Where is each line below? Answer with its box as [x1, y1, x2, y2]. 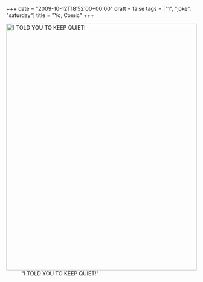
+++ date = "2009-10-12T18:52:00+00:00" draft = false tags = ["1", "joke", [6, 5, 192, 12]
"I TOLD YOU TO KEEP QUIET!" [21, 270, 99, 277]
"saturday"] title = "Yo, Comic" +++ [6, 11, 95, 19]
